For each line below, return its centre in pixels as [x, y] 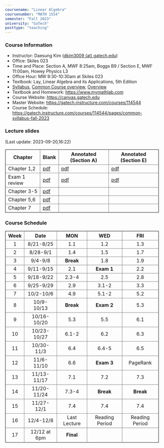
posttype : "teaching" [27, 28]
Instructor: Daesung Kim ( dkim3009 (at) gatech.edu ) [65, 56]
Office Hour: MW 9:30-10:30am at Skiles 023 [58, 77]
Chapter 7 [20, 208]
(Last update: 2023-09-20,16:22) [38, 142]
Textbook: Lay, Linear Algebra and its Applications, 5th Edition [74, 82]
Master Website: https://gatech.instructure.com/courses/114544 [77, 103]
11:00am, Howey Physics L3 [40, 71]
